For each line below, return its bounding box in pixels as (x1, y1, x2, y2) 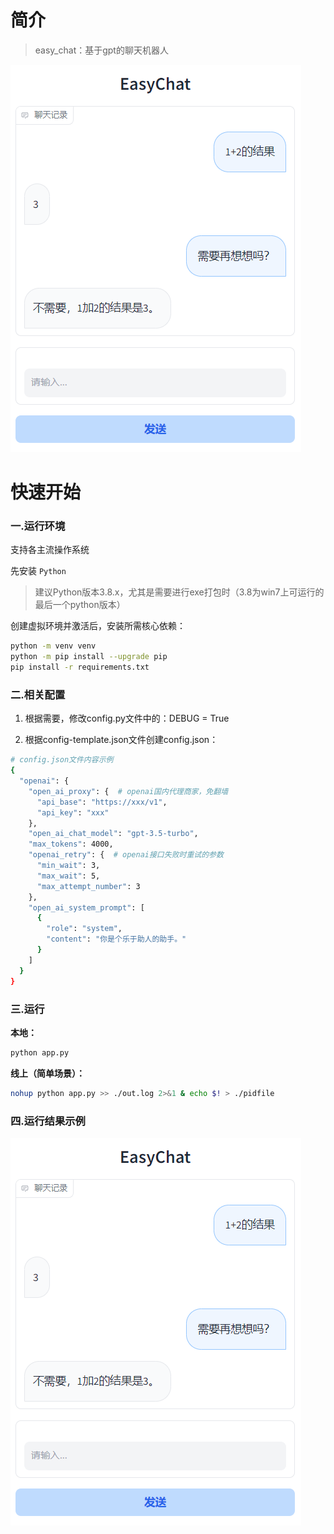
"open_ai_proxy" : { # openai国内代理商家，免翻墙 (28, 786, 229, 796)
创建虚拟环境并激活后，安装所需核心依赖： (10, 620, 186, 632)
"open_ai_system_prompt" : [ (28, 902, 145, 913)
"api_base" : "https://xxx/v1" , (36, 797, 168, 807)
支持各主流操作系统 (10, 544, 90, 556)
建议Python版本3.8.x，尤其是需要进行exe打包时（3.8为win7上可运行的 (34, 586, 325, 598)
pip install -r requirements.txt (10, 662, 150, 673)
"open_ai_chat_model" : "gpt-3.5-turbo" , (28, 829, 199, 839)
